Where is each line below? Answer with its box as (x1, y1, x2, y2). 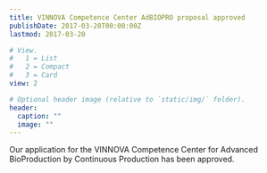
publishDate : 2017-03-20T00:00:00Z (9, 21, 142, 30)
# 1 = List (9, 54, 58, 63)
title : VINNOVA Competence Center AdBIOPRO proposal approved (9, 12, 246, 22)
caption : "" (17, 111, 63, 120)
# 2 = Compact (9, 62, 70, 71)
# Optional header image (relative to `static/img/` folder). (9, 95, 246, 103)
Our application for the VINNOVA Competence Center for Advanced (9, 144, 259, 155)
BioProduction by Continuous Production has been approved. (9, 153, 235, 165)
